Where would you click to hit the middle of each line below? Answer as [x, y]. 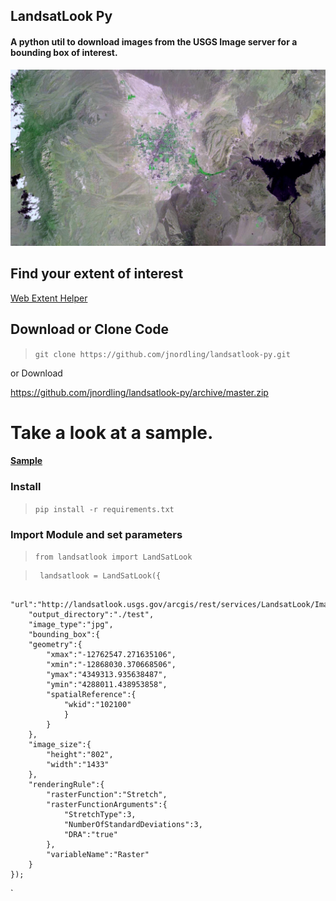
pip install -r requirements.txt [104, 509]
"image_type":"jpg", [71, 624]
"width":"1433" [78, 764]
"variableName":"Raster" [98, 854]
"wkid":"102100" [97, 704]
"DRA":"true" [90, 834]
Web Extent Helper [49, 298]
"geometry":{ [55, 644]
